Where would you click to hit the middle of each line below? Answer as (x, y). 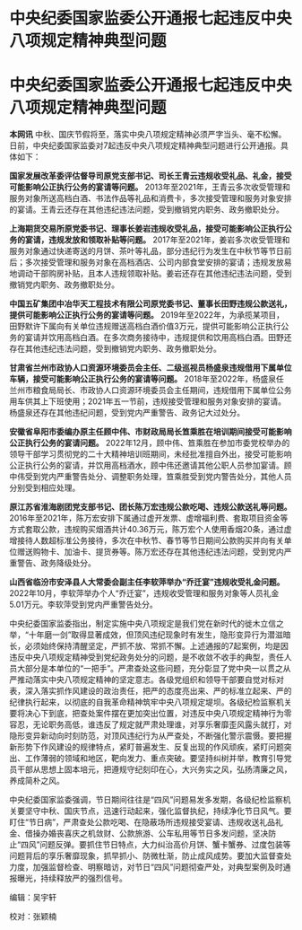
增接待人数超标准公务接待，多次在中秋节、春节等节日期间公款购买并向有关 (147, 540)
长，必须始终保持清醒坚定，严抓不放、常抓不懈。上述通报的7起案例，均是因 (149, 646)
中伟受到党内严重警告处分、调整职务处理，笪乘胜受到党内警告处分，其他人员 (151, 477)
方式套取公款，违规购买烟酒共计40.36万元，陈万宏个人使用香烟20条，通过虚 (151, 530)
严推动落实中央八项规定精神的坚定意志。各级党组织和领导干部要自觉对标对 (147, 680)
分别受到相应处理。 (45, 488)
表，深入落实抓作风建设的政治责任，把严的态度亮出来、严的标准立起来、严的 (151, 691)
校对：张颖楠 (33, 917)
